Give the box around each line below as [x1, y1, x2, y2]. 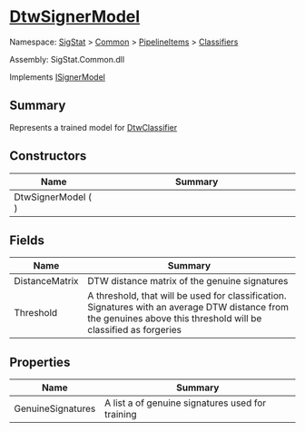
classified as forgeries [87, 324, 182, 337]
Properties [9, 354, 71, 369]
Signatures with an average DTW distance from [87, 301, 289, 314]
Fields [9, 232, 45, 248]
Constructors [9, 148, 87, 164]
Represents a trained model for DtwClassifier [9, 122, 178, 133]
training [103, 408, 138, 421]
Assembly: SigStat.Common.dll [9, 54, 125, 64]
